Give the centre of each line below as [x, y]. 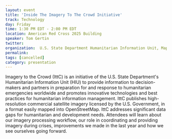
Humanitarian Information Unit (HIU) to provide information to [70, 82]
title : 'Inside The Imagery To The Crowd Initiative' [64, 15]
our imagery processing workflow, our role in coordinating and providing [81, 120]
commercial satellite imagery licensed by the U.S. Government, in [96, 104]
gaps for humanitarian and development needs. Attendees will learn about [83, 115]
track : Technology [25, 19]
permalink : [17, 53]
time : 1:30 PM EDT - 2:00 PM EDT [41, 29]
